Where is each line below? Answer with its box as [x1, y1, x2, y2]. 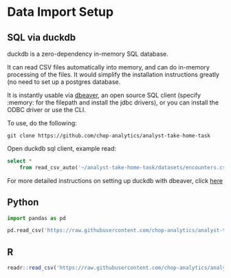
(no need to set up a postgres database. [7, 78, 121, 86]
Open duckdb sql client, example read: [7, 145, 117, 152]
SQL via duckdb [7, 32, 76, 43]
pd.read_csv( [7, 227, 45, 234]
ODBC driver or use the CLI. [7, 106, 86, 114]
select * [7, 158, 32, 164]
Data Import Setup [7, 4, 114, 20]
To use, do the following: [7, 119, 77, 127]
